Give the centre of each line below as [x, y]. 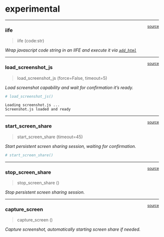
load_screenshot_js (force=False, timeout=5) [62, 78]
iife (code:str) [31, 41]
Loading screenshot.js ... [32, 105]
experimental [32, 9]
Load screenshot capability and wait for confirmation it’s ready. [69, 87]
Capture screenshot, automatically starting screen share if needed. [73, 229]
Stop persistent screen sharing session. [45, 192]
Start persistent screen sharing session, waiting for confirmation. [71, 146]
